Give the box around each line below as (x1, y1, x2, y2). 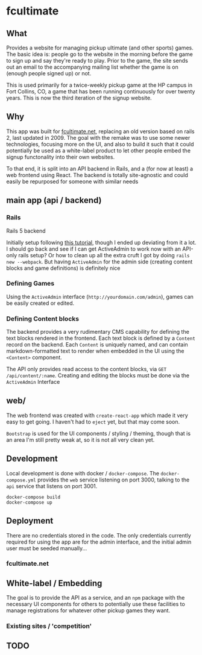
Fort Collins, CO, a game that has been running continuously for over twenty (6, 88, 195, 95)
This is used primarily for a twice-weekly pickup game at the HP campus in (6, 81, 193, 89)
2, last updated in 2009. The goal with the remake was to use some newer (6, 134, 191, 141)
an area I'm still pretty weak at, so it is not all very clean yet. (6, 436, 155, 443)
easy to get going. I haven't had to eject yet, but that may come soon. (6, 418, 180, 425)
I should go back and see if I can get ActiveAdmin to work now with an (6, 245, 181, 252)
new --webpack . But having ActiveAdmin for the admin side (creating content (6, 258, 193, 265)
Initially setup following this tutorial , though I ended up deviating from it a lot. (6, 239, 197, 246)
